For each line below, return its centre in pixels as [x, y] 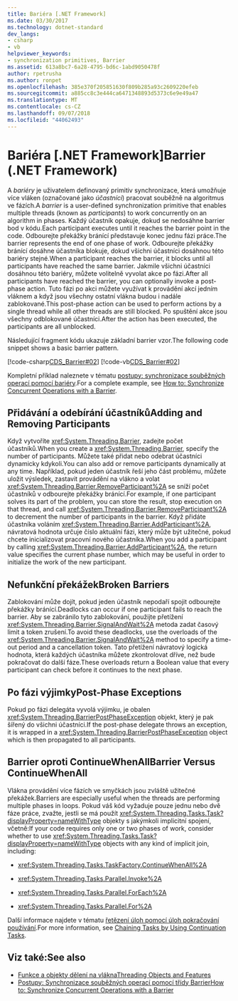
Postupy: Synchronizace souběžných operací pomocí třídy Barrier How [121, 982]
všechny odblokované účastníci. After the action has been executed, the [112, 318]
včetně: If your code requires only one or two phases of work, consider [111, 828]
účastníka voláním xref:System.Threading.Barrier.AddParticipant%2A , [109, 524]
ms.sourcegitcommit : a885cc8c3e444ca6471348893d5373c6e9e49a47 [103, 93]
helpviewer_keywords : [39, 54]
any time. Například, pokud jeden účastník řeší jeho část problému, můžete [117, 472]
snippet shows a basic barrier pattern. [63, 348]
